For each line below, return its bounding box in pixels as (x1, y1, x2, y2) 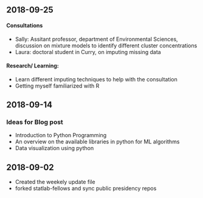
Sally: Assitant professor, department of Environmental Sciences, (15, 35, 178, 43)
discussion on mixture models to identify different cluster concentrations (15, 42, 198, 49)
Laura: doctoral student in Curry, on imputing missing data (15, 48, 161, 55)
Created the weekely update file (15, 179, 95, 186)
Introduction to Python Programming (15, 132, 107, 139)
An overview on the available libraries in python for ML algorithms (15, 138, 180, 145)
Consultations (6, 21, 43, 29)
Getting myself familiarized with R (15, 82, 100, 89)
